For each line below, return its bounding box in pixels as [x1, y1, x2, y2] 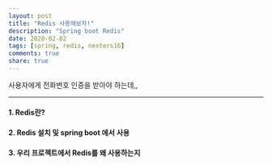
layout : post [8, 11, 53, 20]
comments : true [8, 49, 60, 57]
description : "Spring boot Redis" [8, 27, 125, 35]
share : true [8, 57, 49, 66]
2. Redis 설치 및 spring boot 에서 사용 [8, 128, 130, 137]
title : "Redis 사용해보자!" [8, 19, 95, 27]
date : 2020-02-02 [8, 34, 67, 43]
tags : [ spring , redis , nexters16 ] [8, 42, 125, 50]
